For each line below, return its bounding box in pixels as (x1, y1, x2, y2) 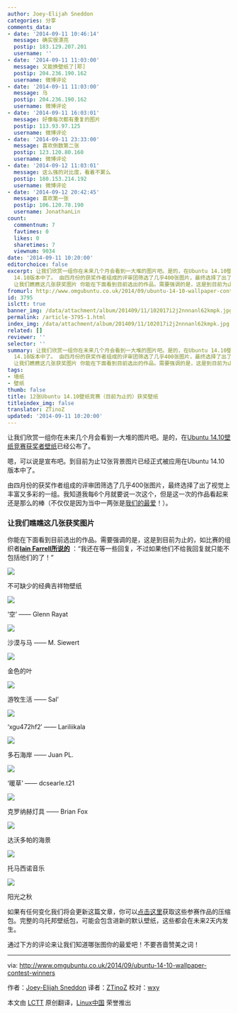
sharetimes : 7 (13, 241, 55, 248)
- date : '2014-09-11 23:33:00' (7, 135, 100, 143)
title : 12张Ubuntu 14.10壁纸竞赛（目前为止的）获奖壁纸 (7, 393, 159, 400)
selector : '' (7, 340, 46, 348)
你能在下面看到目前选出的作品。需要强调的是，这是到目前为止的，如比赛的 (7, 536, 225, 544)
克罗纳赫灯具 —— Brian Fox (7, 807, 89, 816)
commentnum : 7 (13, 221, 55, 228)
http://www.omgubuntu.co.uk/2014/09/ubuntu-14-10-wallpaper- (19, 961, 208, 970)
